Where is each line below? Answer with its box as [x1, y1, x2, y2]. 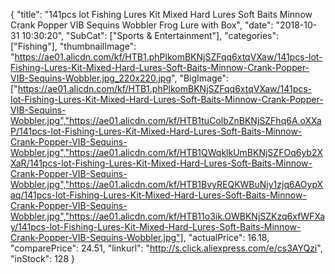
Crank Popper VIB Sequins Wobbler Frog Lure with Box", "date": [10, 19, 274, 31]
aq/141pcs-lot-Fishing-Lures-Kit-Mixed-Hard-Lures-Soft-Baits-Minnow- [10, 189, 307, 201]
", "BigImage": [171, 72, 230, 84]
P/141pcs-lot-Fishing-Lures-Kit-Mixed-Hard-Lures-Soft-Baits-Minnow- [10, 125, 303, 137]
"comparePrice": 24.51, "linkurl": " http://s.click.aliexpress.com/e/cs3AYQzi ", [10, 242, 323, 254]
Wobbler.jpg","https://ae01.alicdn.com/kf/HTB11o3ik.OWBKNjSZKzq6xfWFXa [10, 210, 326, 222]
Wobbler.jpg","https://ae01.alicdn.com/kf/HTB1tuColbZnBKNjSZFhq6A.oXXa [10, 115, 322, 126]
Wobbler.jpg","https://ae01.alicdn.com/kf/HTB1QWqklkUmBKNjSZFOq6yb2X [10, 147, 323, 158]
